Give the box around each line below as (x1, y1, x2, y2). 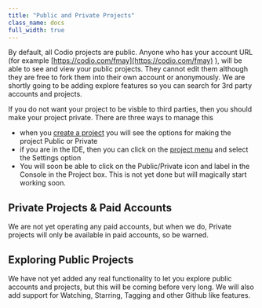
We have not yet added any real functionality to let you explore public (8, 274, 233, 283)
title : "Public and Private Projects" (8, 11, 135, 20)
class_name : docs (8, 19, 65, 27)
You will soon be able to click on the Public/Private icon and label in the (19, 162, 250, 171)
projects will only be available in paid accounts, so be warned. (8, 230, 209, 240)
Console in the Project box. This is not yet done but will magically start (19, 170, 247, 179)
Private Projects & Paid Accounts (8, 201, 173, 214)
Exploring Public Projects (8, 253, 134, 266)
